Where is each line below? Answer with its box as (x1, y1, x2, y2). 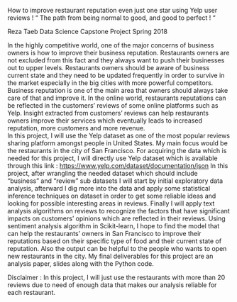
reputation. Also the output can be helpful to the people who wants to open (7, 245, 227, 252)
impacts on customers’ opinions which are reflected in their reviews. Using (7, 214, 226, 223)
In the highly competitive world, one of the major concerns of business (7, 41, 214, 49)
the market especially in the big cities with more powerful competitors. (7, 79, 214, 87)
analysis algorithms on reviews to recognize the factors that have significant (7, 207, 231, 215)
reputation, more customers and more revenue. (7, 124, 145, 132)
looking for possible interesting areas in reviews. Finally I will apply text (7, 199, 215, 208)
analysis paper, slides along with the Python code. (7, 259, 155, 268)
